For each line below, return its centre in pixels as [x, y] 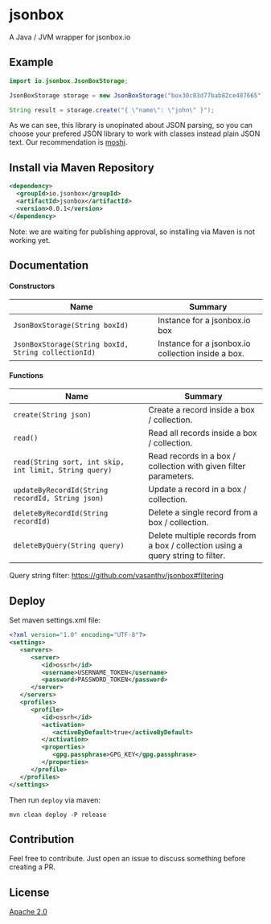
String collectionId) [54, 353]
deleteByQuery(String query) [69, 546]
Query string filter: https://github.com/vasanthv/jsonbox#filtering [116, 576]
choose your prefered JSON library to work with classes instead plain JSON [135, 133]
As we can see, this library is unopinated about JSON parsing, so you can [131, 125]
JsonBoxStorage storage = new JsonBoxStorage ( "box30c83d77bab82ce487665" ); [139, 95]
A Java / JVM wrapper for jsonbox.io [70, 37]
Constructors [32, 285]
